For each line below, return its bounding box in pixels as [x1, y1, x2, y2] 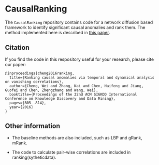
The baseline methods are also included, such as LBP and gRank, [12, 135, 143, 140]
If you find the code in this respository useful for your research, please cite [5, 56, 154, 62]
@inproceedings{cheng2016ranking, [5, 71, 75, 76]
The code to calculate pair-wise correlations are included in [12, 149, 131, 155]
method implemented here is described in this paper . [5, 29, 110, 35]
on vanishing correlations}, [5, 79, 64, 84]
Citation [5, 43, 30, 52]
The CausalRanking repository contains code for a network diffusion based [5, 19, 153, 25]
